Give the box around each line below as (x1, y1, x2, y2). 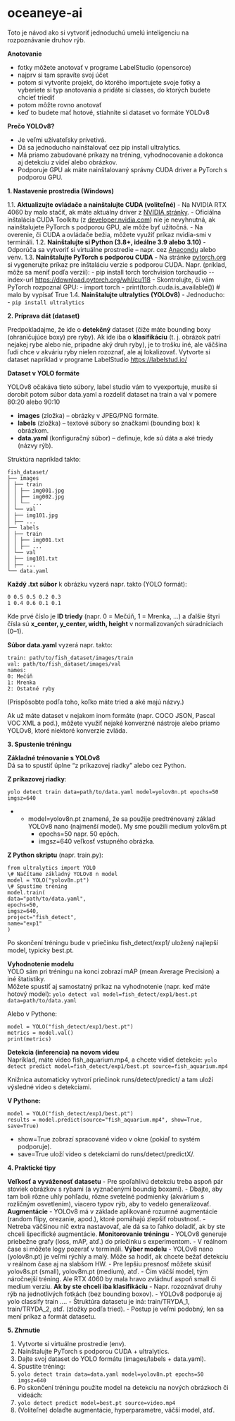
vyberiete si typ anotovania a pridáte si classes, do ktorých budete (17, 85, 211, 94)
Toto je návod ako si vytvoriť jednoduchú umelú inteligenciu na (7, 28, 189, 37)
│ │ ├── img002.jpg (7, 493, 65, 500)
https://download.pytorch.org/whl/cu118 (34, 275, 151, 284)
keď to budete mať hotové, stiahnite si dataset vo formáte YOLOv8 (17, 108, 210, 116)
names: (7, 666, 27, 673)
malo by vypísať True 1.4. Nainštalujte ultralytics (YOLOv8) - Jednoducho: (7, 290, 225, 299)
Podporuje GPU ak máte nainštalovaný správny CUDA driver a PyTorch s (17, 165, 228, 174)
